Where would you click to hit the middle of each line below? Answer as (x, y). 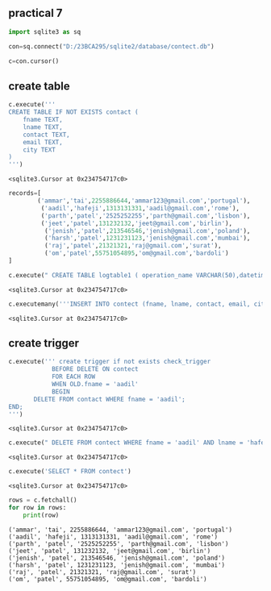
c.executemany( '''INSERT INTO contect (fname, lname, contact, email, (129, 304)
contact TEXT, (46, 135)
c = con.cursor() (34, 61)
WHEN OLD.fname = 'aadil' (95, 385)
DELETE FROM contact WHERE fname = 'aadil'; (109, 399)
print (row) (41, 515)
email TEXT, (43, 142)
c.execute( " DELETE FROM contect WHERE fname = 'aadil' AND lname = (126, 443)
